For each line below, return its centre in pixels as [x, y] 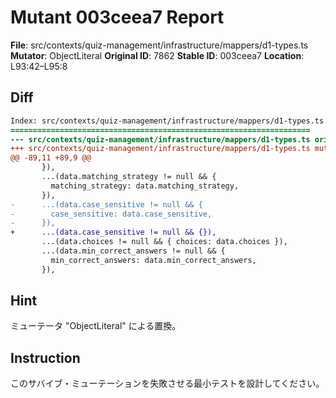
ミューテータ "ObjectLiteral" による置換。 [96, 326]
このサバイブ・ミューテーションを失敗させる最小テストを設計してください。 [167, 383]
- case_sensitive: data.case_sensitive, [111, 214]
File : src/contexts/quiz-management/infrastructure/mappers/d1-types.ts [159, 45]
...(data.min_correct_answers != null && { [133, 251]
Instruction [45, 357]
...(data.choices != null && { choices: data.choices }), [164, 242]
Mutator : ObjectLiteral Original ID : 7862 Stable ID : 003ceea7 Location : [157, 55]
